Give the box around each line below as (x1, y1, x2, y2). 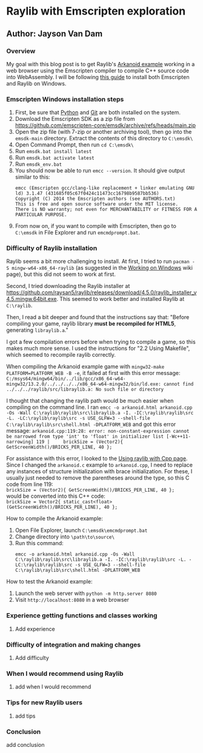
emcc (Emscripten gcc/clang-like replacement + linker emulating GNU (15, 185, 195, 191)
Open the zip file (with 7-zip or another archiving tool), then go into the (15, 128, 192, 136)
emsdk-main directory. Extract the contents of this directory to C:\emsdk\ (15, 135, 193, 142)
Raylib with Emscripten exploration (6, 4, 186, 18)
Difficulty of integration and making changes (6, 640, 141, 648)
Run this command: (15, 540, 64, 547)
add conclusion (6, 741, 45, 748)
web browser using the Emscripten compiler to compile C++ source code (6, 67, 190, 74)
